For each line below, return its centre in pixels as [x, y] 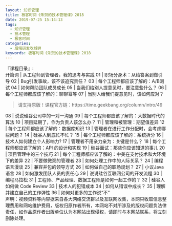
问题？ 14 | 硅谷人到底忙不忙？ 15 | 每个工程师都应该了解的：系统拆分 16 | [87, 135]
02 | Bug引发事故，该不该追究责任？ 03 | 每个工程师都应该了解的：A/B [85, 81]
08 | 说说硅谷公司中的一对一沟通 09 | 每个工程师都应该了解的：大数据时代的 [85, 115]
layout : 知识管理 [22, 10]
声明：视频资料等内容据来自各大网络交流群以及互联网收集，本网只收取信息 [84, 199]
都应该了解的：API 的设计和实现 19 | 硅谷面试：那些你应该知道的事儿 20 [90, 148]
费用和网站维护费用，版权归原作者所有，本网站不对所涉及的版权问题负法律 [88, 205]
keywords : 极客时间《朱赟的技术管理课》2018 [48, 53]
